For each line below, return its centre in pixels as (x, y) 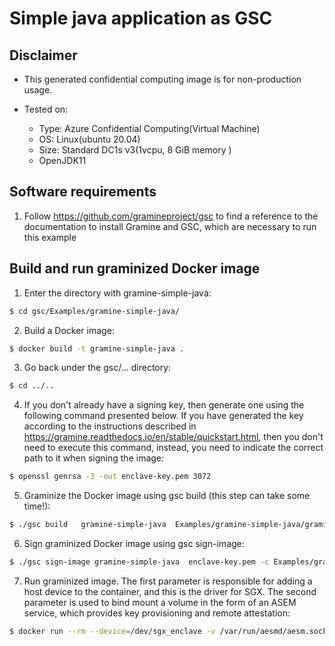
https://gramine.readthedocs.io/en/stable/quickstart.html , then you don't (173, 437)
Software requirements (83, 192)
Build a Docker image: (69, 330)
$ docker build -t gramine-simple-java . (97, 348)
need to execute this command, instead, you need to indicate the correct (173, 448)
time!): (37, 506)
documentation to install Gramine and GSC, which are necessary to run (170, 226)
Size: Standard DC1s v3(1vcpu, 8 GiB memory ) (135, 150)
